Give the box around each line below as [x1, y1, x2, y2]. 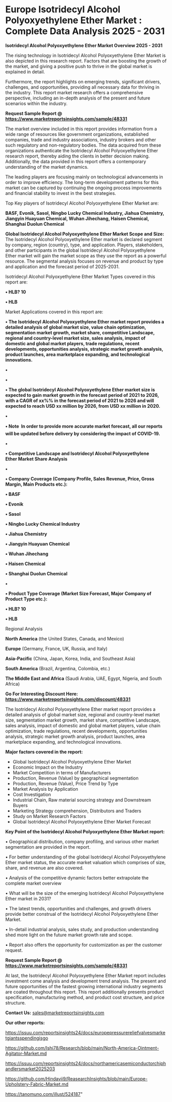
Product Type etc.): [5, 596, 48, 602]
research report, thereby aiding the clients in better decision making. [5, 153, 150, 159]
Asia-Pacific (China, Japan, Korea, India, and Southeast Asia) [5, 655, 136, 662]
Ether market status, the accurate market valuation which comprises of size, [5, 859, 166, 865]
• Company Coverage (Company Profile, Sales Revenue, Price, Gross [5, 475, 155, 482]
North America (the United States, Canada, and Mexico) [5, 635, 124, 642]
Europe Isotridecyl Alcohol [5, 4, 121, 15]
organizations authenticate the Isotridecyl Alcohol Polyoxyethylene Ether [5, 147, 159, 153]
